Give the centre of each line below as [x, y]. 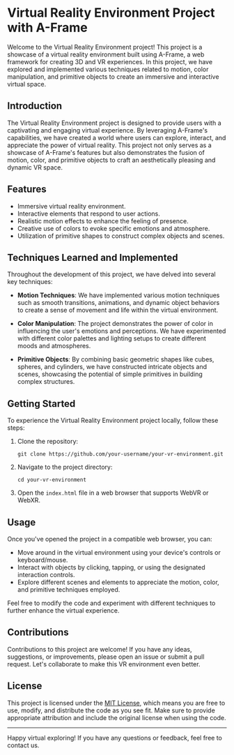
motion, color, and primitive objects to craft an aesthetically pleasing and [111, 160]
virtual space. [27, 84]
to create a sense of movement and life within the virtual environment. [118, 310]
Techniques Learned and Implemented [93, 257]
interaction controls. [46, 575]
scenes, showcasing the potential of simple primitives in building [110, 374]
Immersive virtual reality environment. [71, 206]
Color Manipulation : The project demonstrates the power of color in [115, 324]
